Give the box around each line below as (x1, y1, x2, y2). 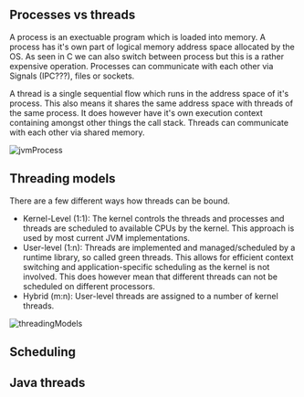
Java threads (9, 375, 86, 391)
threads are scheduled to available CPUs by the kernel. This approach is (22, 223, 295, 234)
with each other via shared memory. (9, 127, 145, 138)
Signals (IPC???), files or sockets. (9, 70, 135, 81)
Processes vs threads (9, 7, 136, 23)
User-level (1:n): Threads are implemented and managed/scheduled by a (22, 242, 296, 253)
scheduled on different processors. (22, 280, 155, 291)
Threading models (9, 171, 116, 186)
